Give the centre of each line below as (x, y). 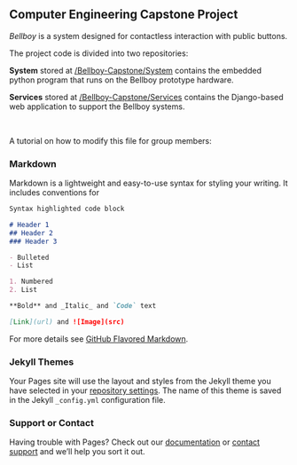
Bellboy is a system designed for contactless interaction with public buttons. (148, 35)
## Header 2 (31, 233)
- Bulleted (29, 257)
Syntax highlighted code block (67, 209)
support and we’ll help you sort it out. (77, 452)
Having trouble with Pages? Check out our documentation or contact (134, 442)
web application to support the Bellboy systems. (97, 106)
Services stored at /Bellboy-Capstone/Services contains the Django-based (146, 97)
